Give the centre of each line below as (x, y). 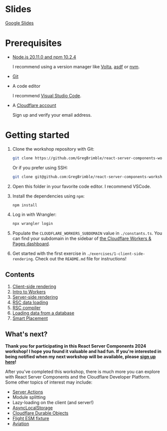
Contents (20, 275)
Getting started (37, 135)
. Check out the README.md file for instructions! (80, 259)
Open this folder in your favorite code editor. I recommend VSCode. (82, 186)
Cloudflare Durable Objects (40, 413)
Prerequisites (34, 43)
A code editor (26, 86)
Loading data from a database (43, 313)
